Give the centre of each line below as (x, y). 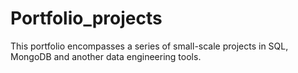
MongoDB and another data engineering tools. (106, 56)
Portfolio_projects (86, 18)
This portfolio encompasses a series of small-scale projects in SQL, (149, 46)
